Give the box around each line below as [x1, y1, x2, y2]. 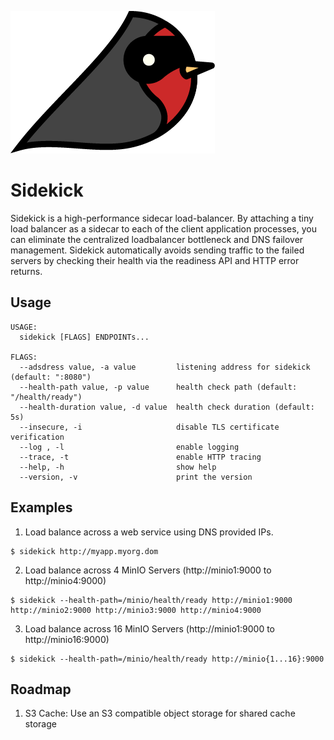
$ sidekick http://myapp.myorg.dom [10, 546, 159, 556]
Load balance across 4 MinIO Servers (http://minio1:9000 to [24, 564, 272, 576]
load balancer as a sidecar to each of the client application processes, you [10, 222, 317, 235]
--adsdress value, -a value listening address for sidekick [19, 362, 311, 372]
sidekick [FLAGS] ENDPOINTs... [19, 332, 150, 342]
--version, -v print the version [19, 472, 253, 482]
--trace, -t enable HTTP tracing [19, 452, 262, 462]
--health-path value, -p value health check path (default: [19, 382, 298, 392]
